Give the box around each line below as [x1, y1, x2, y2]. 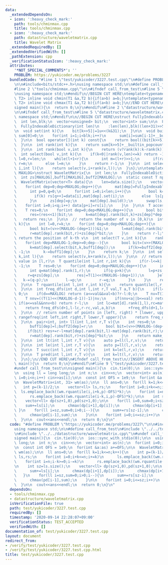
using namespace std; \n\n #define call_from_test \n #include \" [14, 426, 146, 431]
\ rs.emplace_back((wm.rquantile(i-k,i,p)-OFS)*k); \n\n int [14, 394, 160, 399]
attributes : [9, 63, 35, 68]
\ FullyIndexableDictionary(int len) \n [14, 124, 99, 129]
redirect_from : [5, 538, 37, 543]
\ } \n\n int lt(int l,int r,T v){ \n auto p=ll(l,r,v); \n [14, 338, 146, 343]
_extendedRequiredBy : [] [9, 45, 61, 50]
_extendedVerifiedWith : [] [9, 49, 66, 54]
